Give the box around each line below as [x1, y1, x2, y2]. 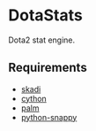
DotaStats [8, 5, 83, 26]
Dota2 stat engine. [8, 35, 76, 45]
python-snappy [20, 112, 78, 122]
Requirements [8, 60, 87, 75]
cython [20, 93, 48, 104]
